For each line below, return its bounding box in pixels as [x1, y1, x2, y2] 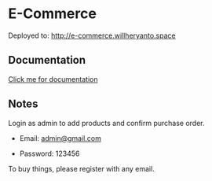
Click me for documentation [8, 74, 98, 83]
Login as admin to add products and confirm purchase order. [8, 118, 206, 127]
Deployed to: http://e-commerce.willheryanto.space [8, 31, 176, 40]
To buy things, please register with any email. [8, 164, 155, 173]
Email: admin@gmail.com [19, 133, 102, 142]
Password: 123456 [19, 149, 80, 158]
